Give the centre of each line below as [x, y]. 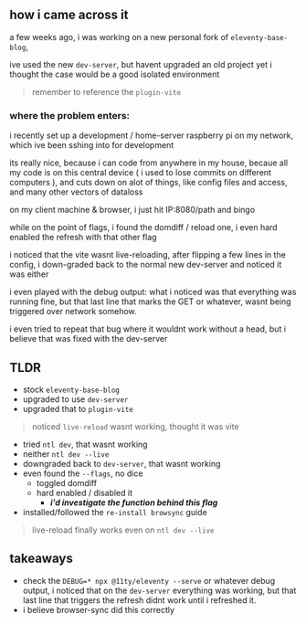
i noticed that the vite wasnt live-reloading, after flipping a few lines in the [148, 255]
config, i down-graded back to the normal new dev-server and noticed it [146, 265]
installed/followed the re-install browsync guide [115, 512]
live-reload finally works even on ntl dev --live [123, 530]
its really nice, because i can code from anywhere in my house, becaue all [149, 163]
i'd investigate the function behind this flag [134, 502]
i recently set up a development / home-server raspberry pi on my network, [152, 135]
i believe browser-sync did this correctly [99, 609]
